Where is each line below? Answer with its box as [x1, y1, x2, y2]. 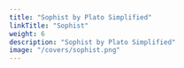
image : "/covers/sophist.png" [9, 46, 121, 55]
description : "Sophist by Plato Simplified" [9, 37, 176, 47]
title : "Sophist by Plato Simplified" [9, 12, 152, 22]
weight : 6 [9, 29, 46, 38]
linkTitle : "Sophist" [9, 21, 89, 30]
